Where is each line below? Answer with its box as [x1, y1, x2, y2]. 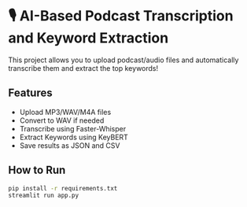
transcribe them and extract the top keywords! [8, 63, 159, 72]
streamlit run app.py [8, 191, 79, 200]
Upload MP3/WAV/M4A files [19, 107, 112, 116]
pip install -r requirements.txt [8, 184, 118, 192]
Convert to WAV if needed [19, 116, 105, 125]
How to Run [8, 164, 66, 177]
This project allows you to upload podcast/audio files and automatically [8, 55, 239, 65]
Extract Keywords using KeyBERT [19, 132, 128, 142]
